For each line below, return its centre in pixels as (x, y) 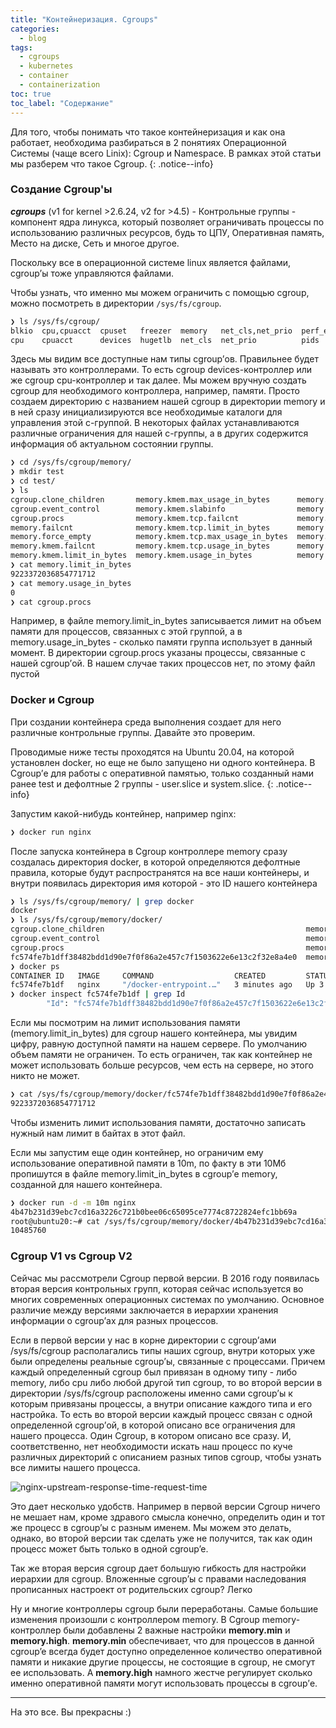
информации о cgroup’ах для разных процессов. (114, 1320)
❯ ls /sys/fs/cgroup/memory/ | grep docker (102, 901)
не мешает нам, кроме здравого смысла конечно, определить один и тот (168, 1517)
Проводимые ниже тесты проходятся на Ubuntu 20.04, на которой (152, 752)
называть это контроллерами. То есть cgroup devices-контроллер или (161, 370)
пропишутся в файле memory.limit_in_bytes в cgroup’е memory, (144, 1173)
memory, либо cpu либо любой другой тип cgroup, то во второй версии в (166, 1382)
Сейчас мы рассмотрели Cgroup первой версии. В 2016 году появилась (165, 1278)
